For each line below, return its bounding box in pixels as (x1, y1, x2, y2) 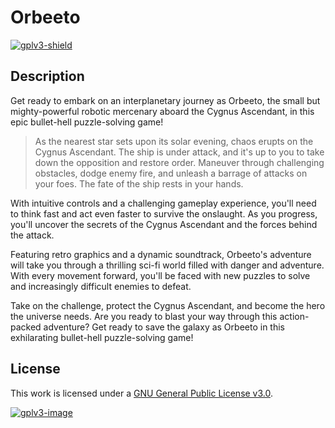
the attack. (10, 229, 55, 241)
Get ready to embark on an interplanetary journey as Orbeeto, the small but (10, 94, 321, 106)
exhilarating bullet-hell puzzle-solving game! (10, 331, 194, 343)
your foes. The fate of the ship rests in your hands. (34, 177, 244, 190)
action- (279, 310, 310, 322)
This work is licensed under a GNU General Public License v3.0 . (10, 387, 274, 399)
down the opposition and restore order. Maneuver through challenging (34, 156, 325, 168)
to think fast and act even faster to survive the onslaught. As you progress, (10, 207, 318, 220)
